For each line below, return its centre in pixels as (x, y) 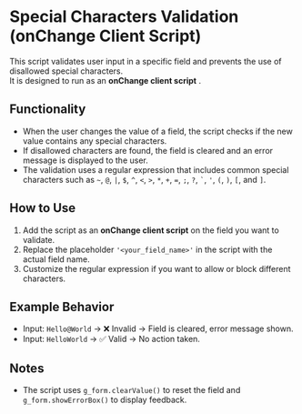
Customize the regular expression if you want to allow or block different (156, 268)
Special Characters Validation (124, 17)
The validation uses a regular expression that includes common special (156, 169)
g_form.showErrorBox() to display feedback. (105, 400)
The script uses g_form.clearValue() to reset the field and (131, 390)
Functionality (48, 110)
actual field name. (56, 259)
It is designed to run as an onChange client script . (106, 80)
